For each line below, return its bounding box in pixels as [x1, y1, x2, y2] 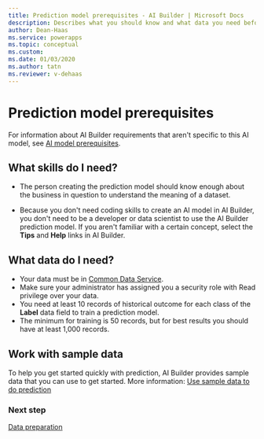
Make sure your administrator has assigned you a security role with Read [19, 282, 256, 292]
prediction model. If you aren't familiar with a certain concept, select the [19, 222, 254, 232]
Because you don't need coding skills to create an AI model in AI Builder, [19, 205, 255, 215]
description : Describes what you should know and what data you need [8, 19, 241, 27]
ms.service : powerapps [8, 33, 82, 42]
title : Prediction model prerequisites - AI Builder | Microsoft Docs [8, 11, 244, 20]
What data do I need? [8, 253, 115, 267]
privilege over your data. [19, 291, 100, 301]
